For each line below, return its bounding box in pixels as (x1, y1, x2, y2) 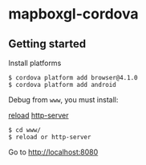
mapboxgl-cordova (8, 5, 139, 23)
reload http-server (8, 110, 70, 120)
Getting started (8, 37, 87, 51)
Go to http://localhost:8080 (8, 147, 99, 157)
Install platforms (8, 58, 62, 68)
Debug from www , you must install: (8, 95, 119, 105)
